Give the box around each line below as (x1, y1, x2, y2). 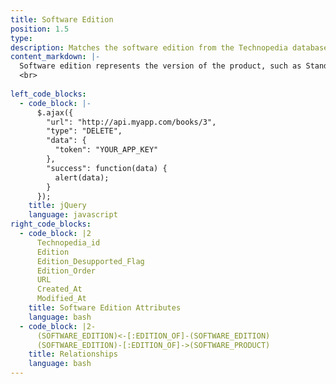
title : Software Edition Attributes (28, 303, 182, 313)
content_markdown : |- (10, 52, 101, 62)
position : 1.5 (10, 24, 70, 34)
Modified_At (36, 294, 87, 304)
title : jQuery (28, 201, 87, 211)
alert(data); (54, 172, 110, 183)
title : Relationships (28, 349, 118, 360)
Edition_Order (36, 266, 97, 276)
